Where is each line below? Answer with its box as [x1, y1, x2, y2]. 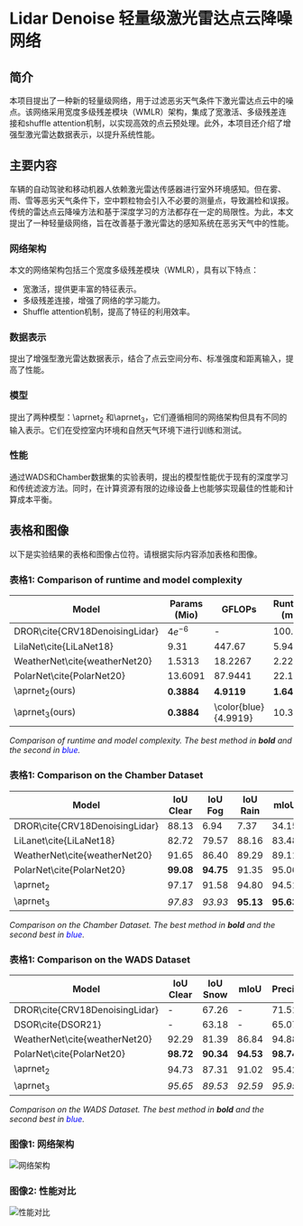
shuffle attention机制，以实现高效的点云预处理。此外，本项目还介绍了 [24, 118, 284, 128]
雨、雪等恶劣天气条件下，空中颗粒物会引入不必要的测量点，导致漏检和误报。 [9, 195, 294, 206]
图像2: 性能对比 [9, 1184, 77, 1197]
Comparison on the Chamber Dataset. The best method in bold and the [9, 920, 276, 931]
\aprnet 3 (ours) [14, 705, 77, 720]
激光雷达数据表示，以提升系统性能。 [24, 129, 160, 140]
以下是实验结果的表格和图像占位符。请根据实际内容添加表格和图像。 [9, 548, 262, 560]
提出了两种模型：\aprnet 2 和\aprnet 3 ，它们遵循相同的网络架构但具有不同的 [9, 412, 288, 424]
